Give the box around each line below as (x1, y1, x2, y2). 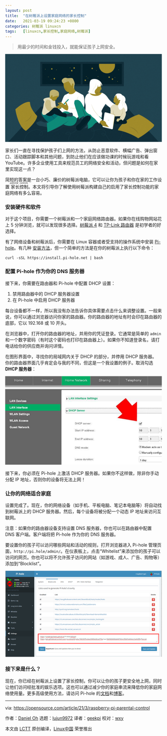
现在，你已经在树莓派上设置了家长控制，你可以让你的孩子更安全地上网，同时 (5, 678, 162, 684)
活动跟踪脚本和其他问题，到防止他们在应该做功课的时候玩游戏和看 (13, 154, 149, 160)
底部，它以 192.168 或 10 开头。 (5, 320, 70, 326)
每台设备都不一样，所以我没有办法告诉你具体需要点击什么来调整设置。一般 (5, 307, 158, 313)
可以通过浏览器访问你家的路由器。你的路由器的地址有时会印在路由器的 (18, 313, 162, 320)
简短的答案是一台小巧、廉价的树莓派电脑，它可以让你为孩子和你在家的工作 (5, 177, 158, 183)
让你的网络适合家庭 (5, 490, 51, 497)
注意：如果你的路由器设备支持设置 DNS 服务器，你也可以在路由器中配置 (5, 525, 152, 531)
